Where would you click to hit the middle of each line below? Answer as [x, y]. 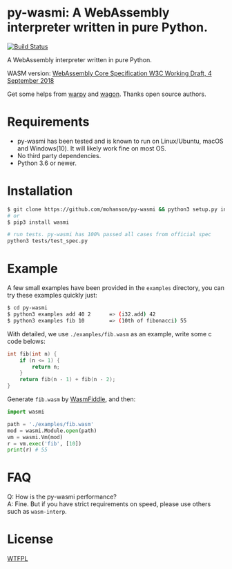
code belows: [27, 341]
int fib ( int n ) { [32, 354]
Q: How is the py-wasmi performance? [62, 497]
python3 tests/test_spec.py [48, 241]
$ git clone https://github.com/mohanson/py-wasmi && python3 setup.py [112, 209]
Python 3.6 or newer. [47, 163]
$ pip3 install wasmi [38, 222]
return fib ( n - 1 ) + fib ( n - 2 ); [68, 380]
